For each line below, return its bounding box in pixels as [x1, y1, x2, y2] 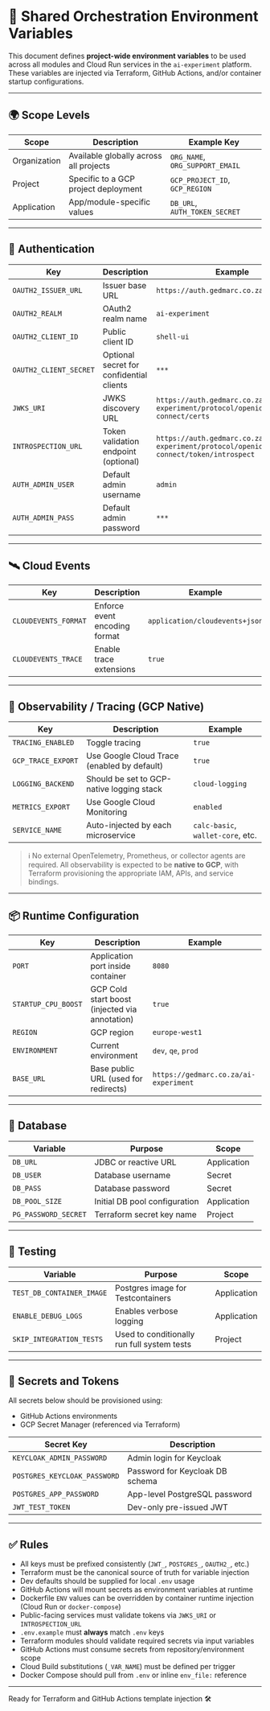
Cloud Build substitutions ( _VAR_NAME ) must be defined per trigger [19, 1662, 235, 1672]
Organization [12, 155, 62, 166]
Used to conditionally [115, 1328, 195, 1339]
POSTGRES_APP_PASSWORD [12, 1490, 99, 1499]
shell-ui [156, 332, 190, 341]
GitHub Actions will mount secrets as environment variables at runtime [19, 1585, 253, 1594]
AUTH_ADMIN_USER [12, 480, 75, 489]
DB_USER [12, 1170, 42, 1180]
